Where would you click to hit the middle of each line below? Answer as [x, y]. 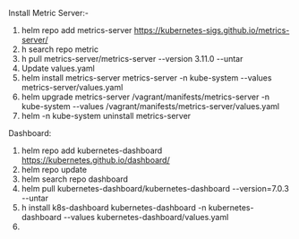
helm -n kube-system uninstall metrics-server [106, 116]
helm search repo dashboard [75, 179]
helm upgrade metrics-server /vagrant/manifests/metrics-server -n [145, 97]
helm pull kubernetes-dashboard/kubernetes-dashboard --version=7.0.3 [155, 188]
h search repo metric [60, 49]
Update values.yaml [58, 68]
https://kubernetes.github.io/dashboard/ [96, 160]
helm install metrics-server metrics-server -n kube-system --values [146, 78]
